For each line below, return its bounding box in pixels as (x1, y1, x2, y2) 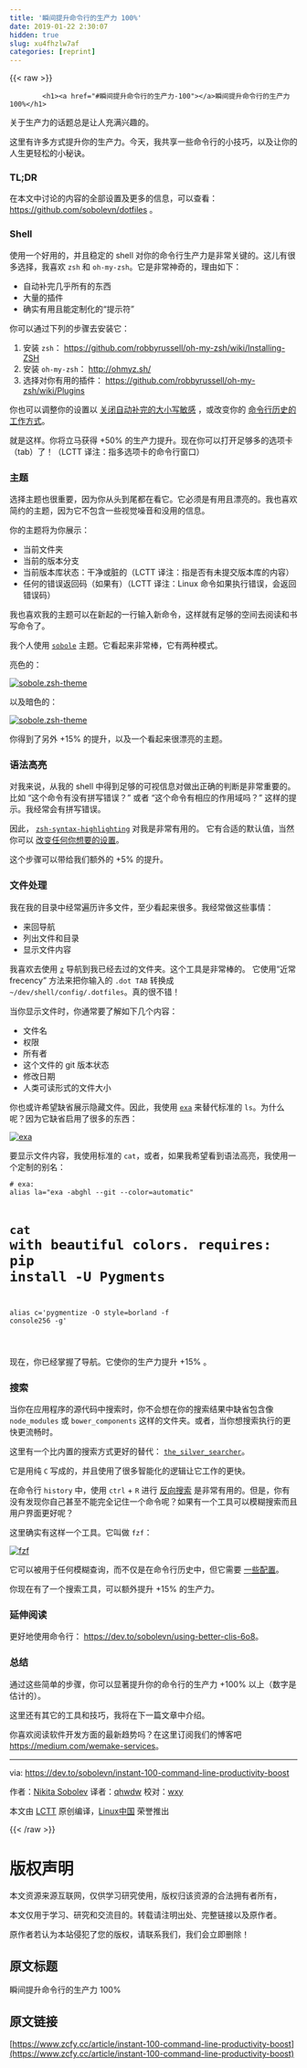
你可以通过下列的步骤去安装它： (9, 322, 130, 333)
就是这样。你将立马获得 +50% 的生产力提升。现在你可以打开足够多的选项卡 (9, 435, 294, 446)
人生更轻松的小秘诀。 (9, 148, 90, 159)
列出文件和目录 (22, 933, 79, 944)
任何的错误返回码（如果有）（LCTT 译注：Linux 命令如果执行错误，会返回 (22, 578, 297, 589)
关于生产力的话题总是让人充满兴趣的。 (9, 117, 153, 128)
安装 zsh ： (22, 342, 62, 353)
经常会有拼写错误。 (33, 804, 106, 815)
